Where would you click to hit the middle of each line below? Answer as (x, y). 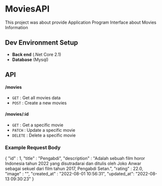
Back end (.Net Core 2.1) (37, 54)
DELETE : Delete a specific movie (44, 135)
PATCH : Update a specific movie (44, 130)
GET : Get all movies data (36, 98)
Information (16, 27)
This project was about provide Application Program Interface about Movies (81, 22)
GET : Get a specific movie (38, 125)
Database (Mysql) (30, 60)
